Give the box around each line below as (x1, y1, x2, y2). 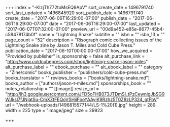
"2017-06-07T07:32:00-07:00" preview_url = (5, 26, 99, 32)
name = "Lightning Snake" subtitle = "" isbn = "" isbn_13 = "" (39, 32, 165, 37)
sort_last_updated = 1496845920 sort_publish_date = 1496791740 (5, 10, 144, 16)
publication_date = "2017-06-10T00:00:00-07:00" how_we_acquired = (5, 48, 153, 54)
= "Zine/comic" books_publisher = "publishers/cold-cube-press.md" (5, 69, 149, 75)
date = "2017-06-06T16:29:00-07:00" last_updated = (49, 20, 161, 27)
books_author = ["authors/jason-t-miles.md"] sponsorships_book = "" (5, 80, 151, 86)
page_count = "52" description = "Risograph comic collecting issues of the (5, 37, 162, 43)
